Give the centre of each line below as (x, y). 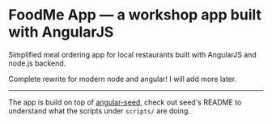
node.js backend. (37, 63)
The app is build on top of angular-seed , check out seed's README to (125, 102)
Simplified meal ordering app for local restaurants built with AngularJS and (132, 54)
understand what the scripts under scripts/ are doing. (99, 110)
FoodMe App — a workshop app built (135, 15)
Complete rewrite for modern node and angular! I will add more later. (123, 79)
